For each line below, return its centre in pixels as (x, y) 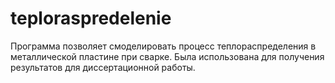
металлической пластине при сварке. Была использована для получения (167, 56)
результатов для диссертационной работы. (103, 67)
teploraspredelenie (91, 18)
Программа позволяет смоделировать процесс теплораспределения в (163, 46)
